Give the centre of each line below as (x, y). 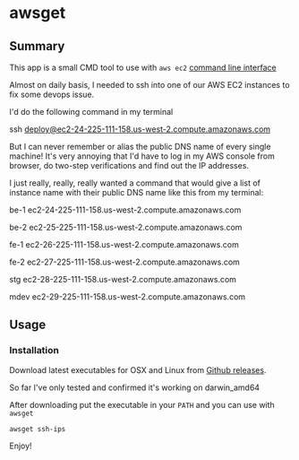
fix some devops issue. (52, 94)
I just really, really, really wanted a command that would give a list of (135, 183)
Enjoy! (21, 446)
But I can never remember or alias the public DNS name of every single (140, 147)
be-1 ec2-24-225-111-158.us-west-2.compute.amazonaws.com (125, 210)
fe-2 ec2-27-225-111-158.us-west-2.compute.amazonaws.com (124, 262)
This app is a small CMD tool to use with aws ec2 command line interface (143, 67)
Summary (37, 46)
